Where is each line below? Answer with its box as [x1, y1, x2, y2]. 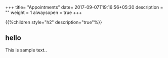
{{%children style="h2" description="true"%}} [5, 19, 102, 25]
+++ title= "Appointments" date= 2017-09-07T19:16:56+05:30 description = [5, 4, 163, 10]
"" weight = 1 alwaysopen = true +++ [5, 9, 82, 15]
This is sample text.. [5, 47, 47, 53]
